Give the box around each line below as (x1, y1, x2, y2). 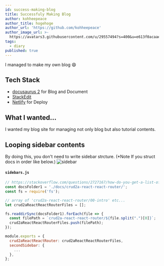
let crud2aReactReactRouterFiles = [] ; (5, 202, 86, 207)
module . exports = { (5, 234, 45, 239)
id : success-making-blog (5, 7, 56, 12)
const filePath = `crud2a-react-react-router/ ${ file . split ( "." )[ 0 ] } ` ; (9, 216, 156, 221)
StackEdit (12, 94, 32, 100)
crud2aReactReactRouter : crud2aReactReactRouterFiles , (9, 238, 123, 243)
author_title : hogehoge (5, 21, 54, 26)
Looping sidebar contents (5, 141, 85, 149)
